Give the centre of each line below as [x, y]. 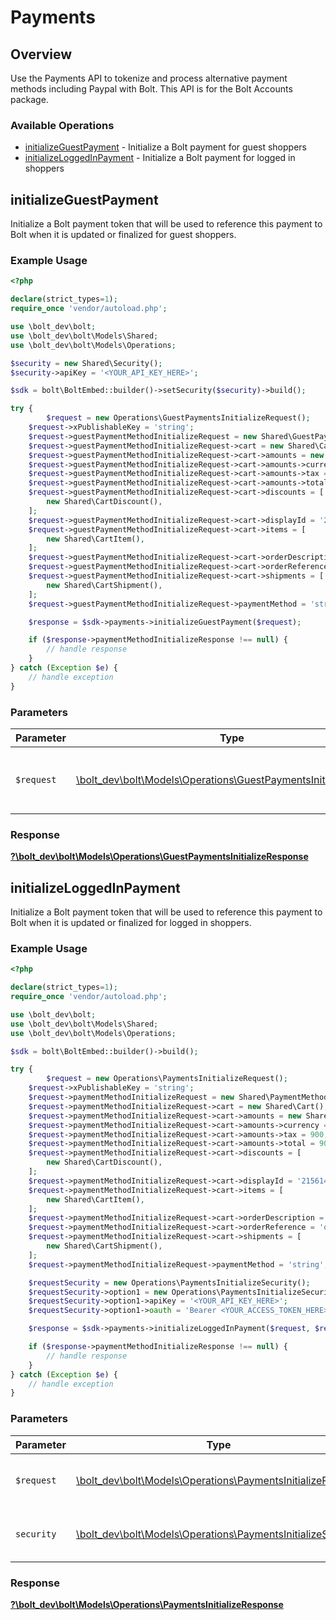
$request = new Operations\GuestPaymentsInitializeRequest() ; [178, 418]
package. [29, 99]
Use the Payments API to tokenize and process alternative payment [149, 78]
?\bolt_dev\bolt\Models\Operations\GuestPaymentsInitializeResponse [159, 857]
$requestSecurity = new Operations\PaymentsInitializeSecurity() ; [169, 1282]
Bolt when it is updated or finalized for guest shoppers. [123, 235]
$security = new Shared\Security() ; [86, 363]
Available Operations [62, 125]
